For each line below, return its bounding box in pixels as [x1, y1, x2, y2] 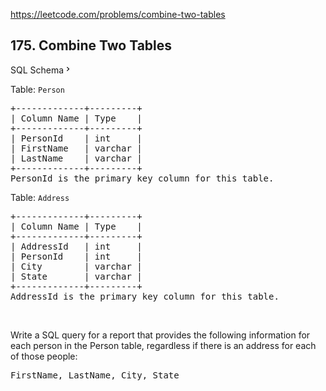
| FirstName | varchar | [10, 142, 143, 154]
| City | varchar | [10, 260, 143, 272]
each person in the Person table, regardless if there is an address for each [10, 339, 317, 351]
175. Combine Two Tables [10, 37, 173, 54]
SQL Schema [10, 64, 65, 76]
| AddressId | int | [10, 240, 143, 252]
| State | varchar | [10, 270, 143, 282]
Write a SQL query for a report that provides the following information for [10, 329, 311, 341]
